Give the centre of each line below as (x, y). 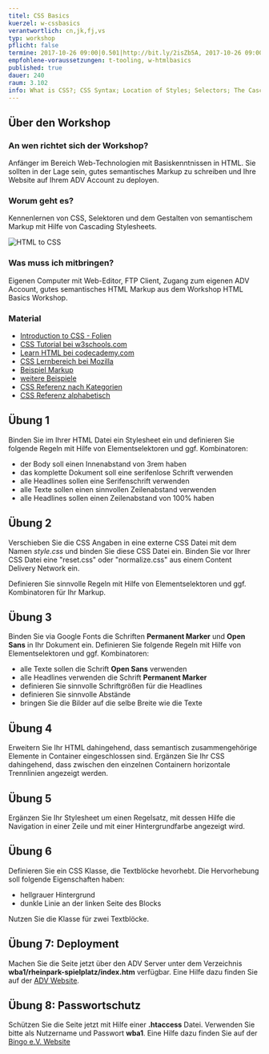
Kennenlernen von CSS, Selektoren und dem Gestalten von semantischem (130, 218)
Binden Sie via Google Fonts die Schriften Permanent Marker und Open (127, 636)
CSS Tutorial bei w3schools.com (74, 344)
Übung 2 (30, 523)
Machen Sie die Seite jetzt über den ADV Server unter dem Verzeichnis (125, 963)
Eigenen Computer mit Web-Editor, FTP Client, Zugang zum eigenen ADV (129, 281)
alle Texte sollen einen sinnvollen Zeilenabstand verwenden (118, 489)
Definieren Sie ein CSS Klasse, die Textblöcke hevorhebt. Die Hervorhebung (134, 870)
